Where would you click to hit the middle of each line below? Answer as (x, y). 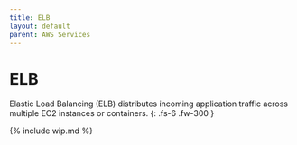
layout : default (40, 26)
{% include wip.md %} (51, 131)
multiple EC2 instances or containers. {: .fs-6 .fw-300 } (112, 113)
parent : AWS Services (50, 34)
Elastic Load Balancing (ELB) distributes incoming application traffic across (149, 104)
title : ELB (30, 18)
